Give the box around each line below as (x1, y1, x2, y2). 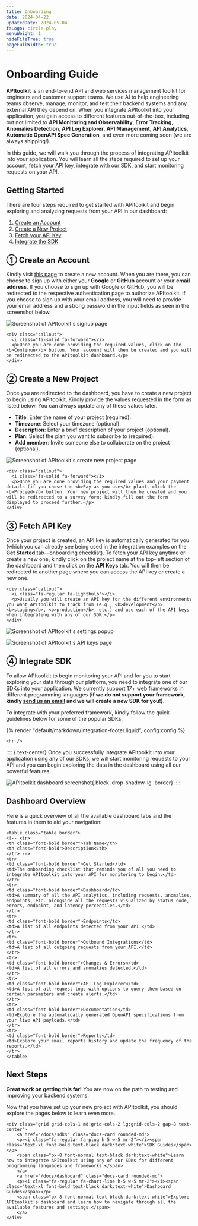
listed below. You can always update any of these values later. (6, 402, 158, 409)
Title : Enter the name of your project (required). (14, 414, 132, 421)
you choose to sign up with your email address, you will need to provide (6, 296, 182, 303)
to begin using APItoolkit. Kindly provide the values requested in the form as (6, 396, 192, 403)
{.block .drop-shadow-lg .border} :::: (91, 779, 181, 786)
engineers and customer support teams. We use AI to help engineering (6, 93, 179, 100)
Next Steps (6, 1070, 48, 1080)
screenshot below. (6, 308, 52, 316)
